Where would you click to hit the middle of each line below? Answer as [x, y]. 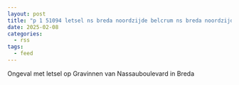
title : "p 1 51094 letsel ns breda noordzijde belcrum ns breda [105, 21]
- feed [23, 54]
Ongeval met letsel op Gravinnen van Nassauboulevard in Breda [101, 73]
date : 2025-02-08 [33, 27]
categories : [25, 34]
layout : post [27, 14]
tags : [15, 47]
